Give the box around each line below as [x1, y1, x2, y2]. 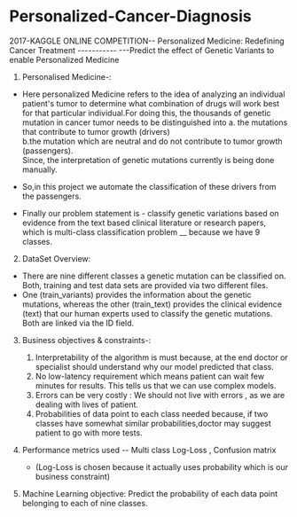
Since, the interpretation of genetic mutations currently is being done [21, 154, 275, 165]
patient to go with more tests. [35, 427, 144, 438]
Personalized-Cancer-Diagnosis [9, 6, 252, 27]
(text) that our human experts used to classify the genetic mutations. [21, 308, 273, 318]
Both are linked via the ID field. [21, 317, 135, 328]
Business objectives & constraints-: [21, 334, 152, 345]
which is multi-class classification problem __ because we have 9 [21, 226, 261, 237]
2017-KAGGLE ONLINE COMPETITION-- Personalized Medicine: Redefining [9, 35, 285, 46]
